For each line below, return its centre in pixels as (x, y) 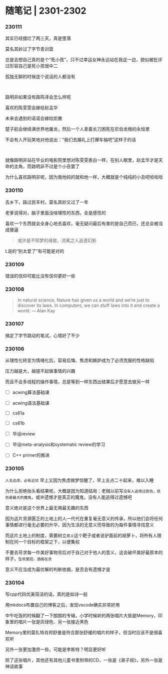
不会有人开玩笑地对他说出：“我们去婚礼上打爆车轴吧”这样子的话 (71, 140)
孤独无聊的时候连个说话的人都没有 (40, 77)
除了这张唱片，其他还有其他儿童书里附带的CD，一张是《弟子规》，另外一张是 (84, 660)
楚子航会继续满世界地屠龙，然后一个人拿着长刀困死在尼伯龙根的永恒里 (77, 129)
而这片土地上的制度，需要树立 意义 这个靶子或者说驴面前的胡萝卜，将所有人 (81, 535)
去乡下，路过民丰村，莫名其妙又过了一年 (47, 202)
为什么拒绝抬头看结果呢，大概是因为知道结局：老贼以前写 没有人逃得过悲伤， (81, 491)
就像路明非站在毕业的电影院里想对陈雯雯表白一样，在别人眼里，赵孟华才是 (82, 160)
